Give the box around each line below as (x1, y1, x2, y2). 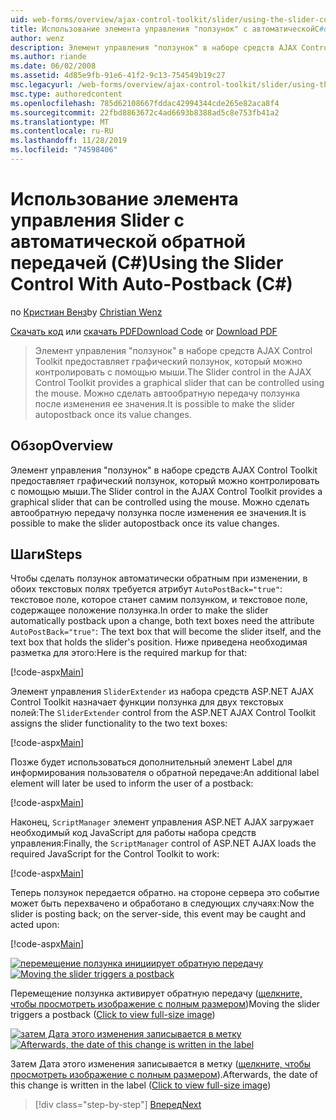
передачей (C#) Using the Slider (10, 252, 284, 275)
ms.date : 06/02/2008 (10, 61, 97, 71)
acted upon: (10, 919, 60, 931)
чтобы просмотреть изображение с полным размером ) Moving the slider (10, 998, 321, 1010)
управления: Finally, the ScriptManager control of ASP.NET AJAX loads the (10, 837, 317, 850)
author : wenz (10, 33, 65, 43)
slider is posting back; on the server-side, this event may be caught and (10, 908, 307, 920)
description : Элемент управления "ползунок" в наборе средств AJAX (10, 42, 298, 53)
